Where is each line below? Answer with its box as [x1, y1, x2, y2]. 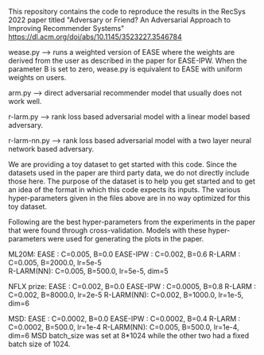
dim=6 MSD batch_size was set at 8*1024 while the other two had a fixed [8, 331, 250, 340]
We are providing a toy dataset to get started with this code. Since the [8, 160, 237, 169]
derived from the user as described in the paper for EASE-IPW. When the [8, 56, 247, 65]
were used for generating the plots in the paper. [47, 234, 204, 243]
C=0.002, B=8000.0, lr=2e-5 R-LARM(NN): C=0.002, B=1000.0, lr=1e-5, [8, 290, 244, 299]
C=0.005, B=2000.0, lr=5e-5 [8, 258, 102, 267]
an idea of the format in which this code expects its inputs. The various [8, 185, 241, 194]
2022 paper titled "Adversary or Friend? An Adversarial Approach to [8, 15, 231, 25]
